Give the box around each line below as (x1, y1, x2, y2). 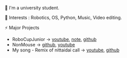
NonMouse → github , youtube (12, 42, 75, 47)
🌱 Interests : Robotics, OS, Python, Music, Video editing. (5, 15, 122, 20)
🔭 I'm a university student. (5, 5, 59, 11)
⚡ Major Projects (5, 25, 40, 30)
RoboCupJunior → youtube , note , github (12, 36, 97, 42)
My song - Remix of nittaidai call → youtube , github (12, 47, 120, 53)
